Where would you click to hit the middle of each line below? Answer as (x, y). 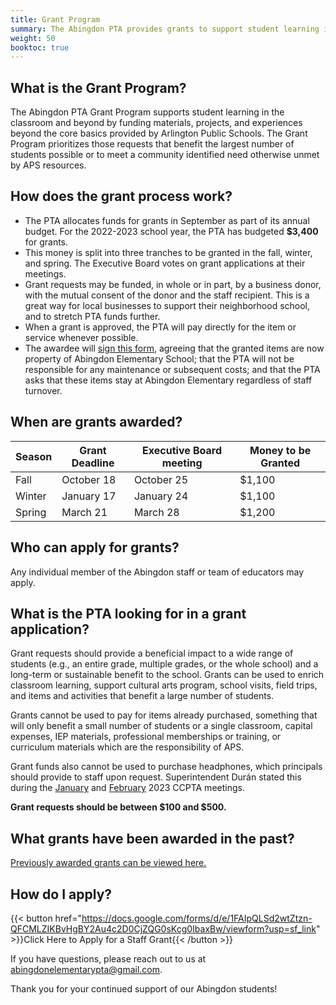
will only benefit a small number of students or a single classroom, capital (161, 726)
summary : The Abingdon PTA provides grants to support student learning (165, 29)
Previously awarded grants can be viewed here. (108, 863)
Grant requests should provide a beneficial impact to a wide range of (152, 653)
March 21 (84, 512)
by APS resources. (48, 165)
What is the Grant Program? (98, 87)
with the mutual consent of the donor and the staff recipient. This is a (167, 295)
